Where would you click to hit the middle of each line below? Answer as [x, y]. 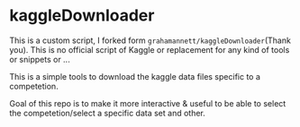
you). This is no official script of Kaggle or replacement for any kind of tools [150, 49]
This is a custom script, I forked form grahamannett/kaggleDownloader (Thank [150, 40]
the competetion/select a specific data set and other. [107, 113]
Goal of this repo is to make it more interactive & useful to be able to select [148, 103]
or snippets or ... [40, 59]
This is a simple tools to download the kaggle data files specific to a [135, 76]
